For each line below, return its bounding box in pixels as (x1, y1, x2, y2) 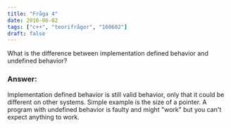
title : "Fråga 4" (7, 10, 58, 18)
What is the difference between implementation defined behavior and (7, 49, 209, 58)
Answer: (7, 75, 37, 84)
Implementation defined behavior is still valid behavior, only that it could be (7, 90, 225, 98)
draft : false (7, 30, 46, 37)
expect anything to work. (7, 113, 80, 121)
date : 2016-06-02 (7, 17, 58, 24)
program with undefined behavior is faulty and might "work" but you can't (7, 105, 222, 113)
